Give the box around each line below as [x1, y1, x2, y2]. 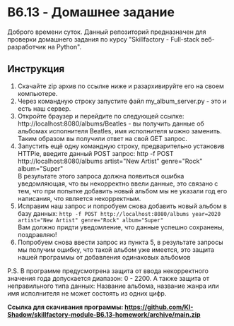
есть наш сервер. [17, 104, 71, 113]
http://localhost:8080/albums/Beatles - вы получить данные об [17, 119, 205, 128]
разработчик [7, 42, 47, 51]
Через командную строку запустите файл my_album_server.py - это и [17, 97, 227, 105]
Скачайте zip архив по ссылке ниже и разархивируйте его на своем [17, 82, 224, 90]
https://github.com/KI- [124, 303, 194, 311]
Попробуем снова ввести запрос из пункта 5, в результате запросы [17, 238, 224, 246]
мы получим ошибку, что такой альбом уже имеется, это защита [17, 245, 214, 254]
